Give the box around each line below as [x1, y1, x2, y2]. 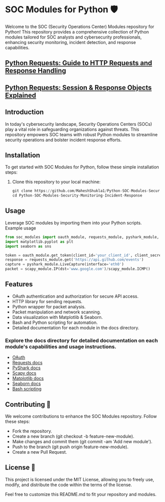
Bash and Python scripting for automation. [12, 319, 98, 325]
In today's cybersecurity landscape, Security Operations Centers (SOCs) [5, 121, 152, 127]
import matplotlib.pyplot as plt [5, 239, 74, 244]
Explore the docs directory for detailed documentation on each [5, 337, 158, 344]
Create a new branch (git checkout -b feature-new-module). [12, 433, 135, 439]
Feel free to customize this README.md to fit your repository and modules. [5, 491, 157, 497]
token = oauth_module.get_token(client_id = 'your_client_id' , [5, 253, 133, 258]
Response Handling [5, 67, 66, 75]
